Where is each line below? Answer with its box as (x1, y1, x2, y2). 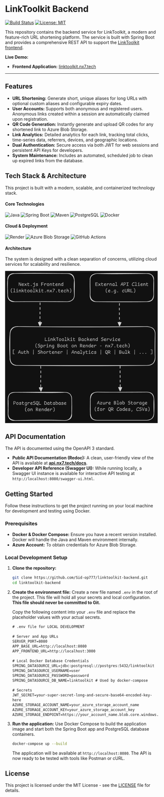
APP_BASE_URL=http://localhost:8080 (12, 644, 87, 648)
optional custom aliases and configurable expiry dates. (12, 100, 123, 106)
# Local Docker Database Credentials (12, 658, 89, 663)
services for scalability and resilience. (5, 261, 82, 267)
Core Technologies (5, 201, 45, 207)
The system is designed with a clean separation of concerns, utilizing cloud (5, 256, 157, 262)
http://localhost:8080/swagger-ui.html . (12, 475, 95, 482)
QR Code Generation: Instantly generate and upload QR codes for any (12, 121, 154, 127)
